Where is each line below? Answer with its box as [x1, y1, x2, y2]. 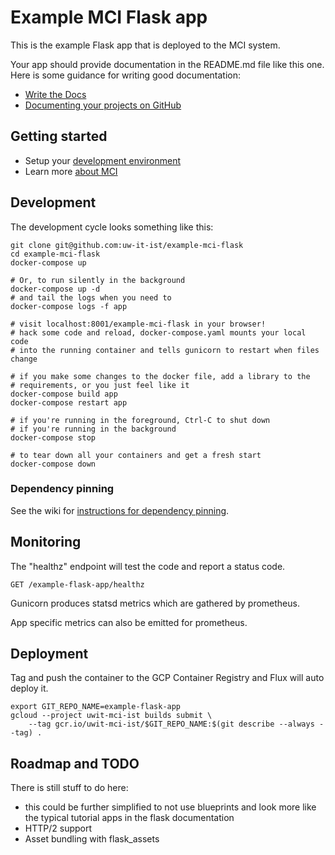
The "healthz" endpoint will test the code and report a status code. [10, 560, 286, 572]
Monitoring [10, 534, 82, 551]
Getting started [10, 128, 108, 145]
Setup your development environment [24, 154, 182, 166]
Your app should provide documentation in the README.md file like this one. [10, 58, 325, 70]
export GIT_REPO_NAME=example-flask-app [10, 702, 182, 712]
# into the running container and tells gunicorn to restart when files [10, 345, 320, 355]
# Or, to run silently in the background [10, 275, 186, 285]
